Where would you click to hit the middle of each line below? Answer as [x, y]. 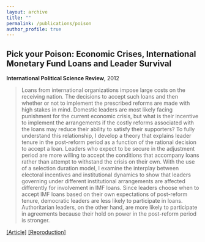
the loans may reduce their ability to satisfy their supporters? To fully [108, 129]
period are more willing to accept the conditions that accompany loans [110, 155]
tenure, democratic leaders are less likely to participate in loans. [102, 201]
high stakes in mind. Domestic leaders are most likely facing [97, 110]
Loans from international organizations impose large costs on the [103, 90]
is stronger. [35, 221]
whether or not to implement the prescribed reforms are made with [106, 103]
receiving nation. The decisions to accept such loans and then [100, 97]
